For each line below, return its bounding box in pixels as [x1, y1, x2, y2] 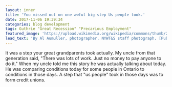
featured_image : [5, 31, 40, 36]
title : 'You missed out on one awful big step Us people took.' [5, 12, 145, 17]
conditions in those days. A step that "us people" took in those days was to [5, 71, 164, 77]
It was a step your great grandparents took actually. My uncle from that [5, 49, 155, 56]
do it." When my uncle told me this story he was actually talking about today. [5, 61, 166, 67]
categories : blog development [5, 21, 70, 27]
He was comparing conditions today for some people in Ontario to [5, 66, 145, 72]
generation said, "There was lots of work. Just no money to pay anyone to [5, 55, 162, 61]
